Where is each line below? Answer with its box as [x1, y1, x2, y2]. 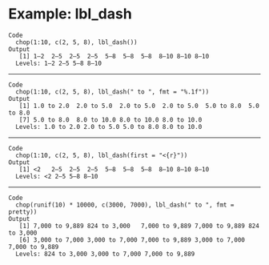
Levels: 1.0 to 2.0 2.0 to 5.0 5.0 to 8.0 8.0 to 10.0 [15, 122, 203, 130]
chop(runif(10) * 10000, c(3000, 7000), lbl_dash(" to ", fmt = [15, 201, 235, 209]
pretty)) [8, 207, 38, 216]
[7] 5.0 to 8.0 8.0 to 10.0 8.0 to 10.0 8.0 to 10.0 [18, 115, 203, 124]
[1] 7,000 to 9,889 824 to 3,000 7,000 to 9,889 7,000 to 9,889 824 [18, 222, 260, 230]
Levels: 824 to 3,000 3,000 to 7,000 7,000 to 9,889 [15, 250, 195, 258]
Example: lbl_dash [8, 5, 132, 23]
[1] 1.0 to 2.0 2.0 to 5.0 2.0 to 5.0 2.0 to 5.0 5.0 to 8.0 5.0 [18, 102, 260, 110]
